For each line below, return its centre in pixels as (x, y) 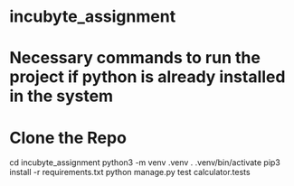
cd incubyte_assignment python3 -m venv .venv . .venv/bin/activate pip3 (145, 163)
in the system (62, 96)
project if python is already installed (147, 77)
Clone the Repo (68, 138)
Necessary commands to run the (135, 58)
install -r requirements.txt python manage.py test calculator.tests (130, 172)
